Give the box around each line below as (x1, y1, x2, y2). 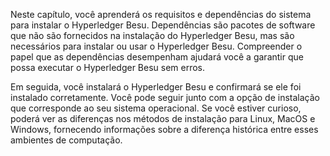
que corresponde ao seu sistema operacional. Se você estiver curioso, (10, 102, 302, 114)
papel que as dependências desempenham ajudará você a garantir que (10, 51, 304, 63)
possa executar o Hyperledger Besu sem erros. (10, 62, 206, 73)
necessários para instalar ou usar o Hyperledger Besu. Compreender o (10, 40, 303, 52)
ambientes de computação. (10, 134, 123, 146)
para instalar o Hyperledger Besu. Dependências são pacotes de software (10, 19, 316, 31)
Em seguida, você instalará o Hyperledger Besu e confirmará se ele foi (10, 81, 302, 93)
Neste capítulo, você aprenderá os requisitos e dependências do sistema (10, 9, 312, 20)
